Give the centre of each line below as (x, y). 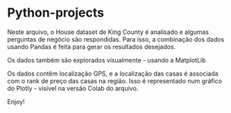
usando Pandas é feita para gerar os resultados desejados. (92, 46)
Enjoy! (16, 101)
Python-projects (55, 13)
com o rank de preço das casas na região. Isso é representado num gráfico (115, 80)
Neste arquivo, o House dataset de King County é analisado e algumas (108, 32)
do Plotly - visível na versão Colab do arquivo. (73, 88)
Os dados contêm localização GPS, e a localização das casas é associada (113, 73)
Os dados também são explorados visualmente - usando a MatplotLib (106, 60)
